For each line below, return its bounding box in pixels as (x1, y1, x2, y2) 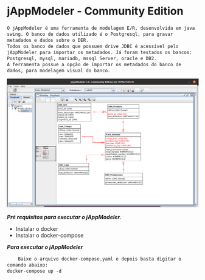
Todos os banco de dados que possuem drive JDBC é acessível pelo (7, 43, 179, 49)
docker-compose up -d (7, 268, 62, 275)
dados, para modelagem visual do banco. (7, 67, 111, 73)
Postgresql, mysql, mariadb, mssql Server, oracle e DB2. (7, 55, 157, 61)
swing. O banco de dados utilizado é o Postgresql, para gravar (7, 31, 173, 37)
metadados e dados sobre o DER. (7, 37, 89, 43)
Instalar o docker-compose (15, 232, 84, 239)
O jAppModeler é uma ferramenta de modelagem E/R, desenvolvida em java (7, 25, 195, 31)
